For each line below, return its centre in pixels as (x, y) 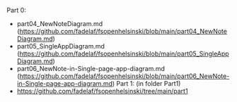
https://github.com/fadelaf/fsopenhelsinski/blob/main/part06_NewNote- (125, 76)
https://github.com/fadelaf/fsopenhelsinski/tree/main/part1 (102, 91)
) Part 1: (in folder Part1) (146, 83)
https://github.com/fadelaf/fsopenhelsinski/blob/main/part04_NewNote (123, 31)
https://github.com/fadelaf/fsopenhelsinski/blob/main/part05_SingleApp (124, 53)
